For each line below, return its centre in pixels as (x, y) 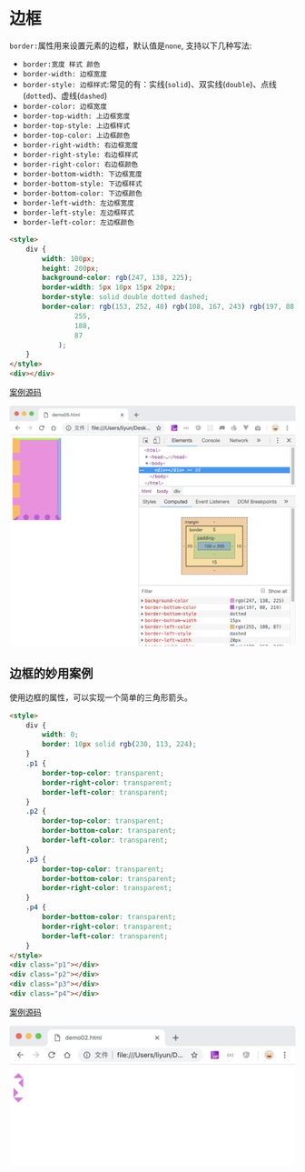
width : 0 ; (60, 735)
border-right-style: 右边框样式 (80, 155)
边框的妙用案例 (51, 674)
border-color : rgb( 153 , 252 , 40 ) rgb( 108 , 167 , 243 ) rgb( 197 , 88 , (170, 307)
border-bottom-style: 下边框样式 (82, 184)
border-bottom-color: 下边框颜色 (82, 193)
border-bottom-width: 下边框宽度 (82, 174)
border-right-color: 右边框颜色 (80, 165)
